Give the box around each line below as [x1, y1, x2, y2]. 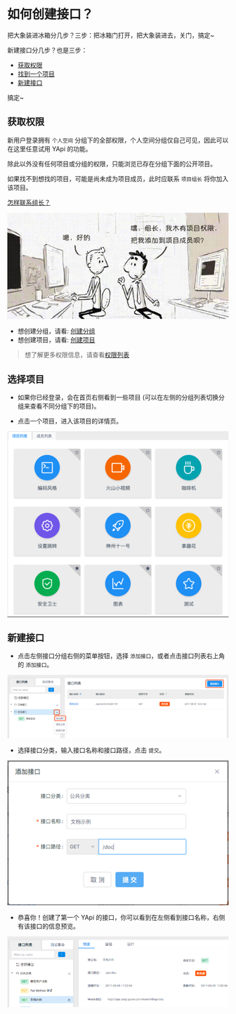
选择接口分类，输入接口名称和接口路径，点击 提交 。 [17, 746, 166, 755]
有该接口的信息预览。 [17, 921, 79, 930]
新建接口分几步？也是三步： [7, 46, 88, 54]
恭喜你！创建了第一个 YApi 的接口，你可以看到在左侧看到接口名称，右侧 [17, 913, 225, 921]
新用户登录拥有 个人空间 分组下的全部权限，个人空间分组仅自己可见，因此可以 [7, 136, 229, 144]
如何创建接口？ [7, 6, 94, 22]
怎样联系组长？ [7, 198, 51, 206]
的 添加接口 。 [17, 661, 53, 669]
